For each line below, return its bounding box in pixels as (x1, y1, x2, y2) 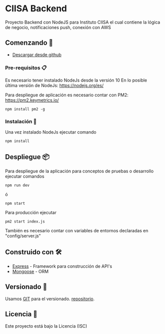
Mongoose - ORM (12, 268, 49, 274)
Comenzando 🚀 (5, 39, 53, 47)
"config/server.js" (5, 233, 41, 239)
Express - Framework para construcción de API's (12, 263, 112, 269)
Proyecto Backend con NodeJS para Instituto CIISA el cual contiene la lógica (5, 19, 161, 25)
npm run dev (5, 183, 30, 188)
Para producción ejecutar (5, 210, 57, 216)
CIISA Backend (5, 3, 67, 14)
